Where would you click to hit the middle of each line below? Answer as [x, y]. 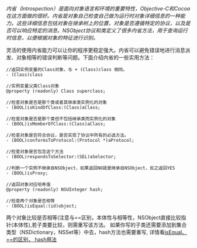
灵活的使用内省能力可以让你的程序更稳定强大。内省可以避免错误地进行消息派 [98, 50]
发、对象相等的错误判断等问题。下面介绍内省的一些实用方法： [80, 57]
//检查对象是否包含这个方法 [35, 152]
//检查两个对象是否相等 [31, 201]
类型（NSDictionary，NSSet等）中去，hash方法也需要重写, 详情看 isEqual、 [97, 232]
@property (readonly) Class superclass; [56, 91]
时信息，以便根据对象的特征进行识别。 [52, 38]
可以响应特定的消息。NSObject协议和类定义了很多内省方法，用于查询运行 [99, 30]
